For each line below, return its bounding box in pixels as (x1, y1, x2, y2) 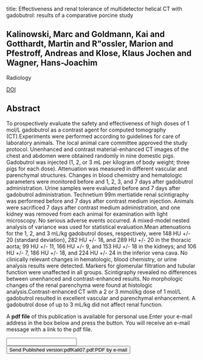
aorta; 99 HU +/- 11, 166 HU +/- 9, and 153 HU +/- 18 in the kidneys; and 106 (6, 242, 196, 250)
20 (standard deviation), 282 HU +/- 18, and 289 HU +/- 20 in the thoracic (6, 236, 191, 243)
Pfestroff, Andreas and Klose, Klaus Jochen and (6, 48, 192, 58)
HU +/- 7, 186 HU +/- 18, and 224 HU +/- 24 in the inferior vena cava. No (6, 249, 188, 256)
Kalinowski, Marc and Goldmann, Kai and (6, 29, 165, 40)
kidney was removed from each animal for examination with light (6, 210, 168, 217)
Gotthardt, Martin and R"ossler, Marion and (6, 39, 174, 49)
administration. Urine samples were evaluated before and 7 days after (6, 184, 181, 191)
